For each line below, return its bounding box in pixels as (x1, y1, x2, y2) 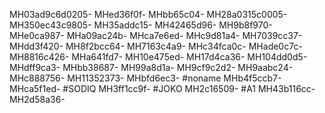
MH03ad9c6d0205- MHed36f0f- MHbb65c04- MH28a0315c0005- (9, 9, 288, 20)
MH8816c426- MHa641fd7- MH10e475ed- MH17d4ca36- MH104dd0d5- (9, 51, 308, 63)
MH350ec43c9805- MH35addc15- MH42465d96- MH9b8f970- (9, 19, 273, 31)
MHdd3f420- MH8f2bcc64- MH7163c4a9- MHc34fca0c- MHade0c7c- (9, 40, 303, 52)
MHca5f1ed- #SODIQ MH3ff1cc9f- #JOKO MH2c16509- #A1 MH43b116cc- (9, 83, 316, 94)
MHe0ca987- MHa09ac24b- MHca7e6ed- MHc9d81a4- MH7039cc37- (9, 30, 303, 41)
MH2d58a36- (9, 94, 66, 105)
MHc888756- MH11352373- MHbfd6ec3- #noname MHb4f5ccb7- (9, 72, 282, 84)
